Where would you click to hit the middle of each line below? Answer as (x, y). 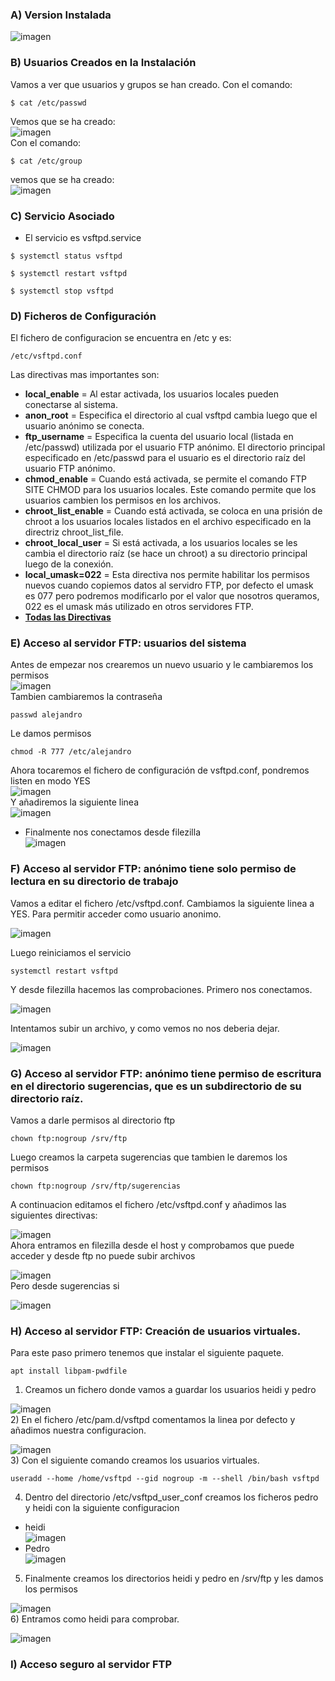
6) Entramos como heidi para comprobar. (95, 1619)
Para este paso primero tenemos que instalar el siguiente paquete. (147, 1353)
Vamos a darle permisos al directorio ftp (93, 1120)
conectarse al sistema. (71, 405)
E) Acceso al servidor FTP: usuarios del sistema (128, 643)
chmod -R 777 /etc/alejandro (71, 752)
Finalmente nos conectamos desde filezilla (113, 832)
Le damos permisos (51, 734)
